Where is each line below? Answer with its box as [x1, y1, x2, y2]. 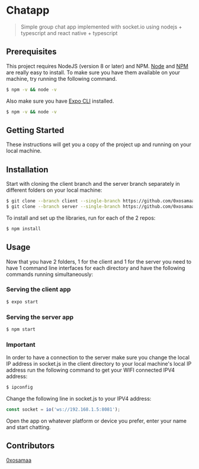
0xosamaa [6, 457, 31, 464]
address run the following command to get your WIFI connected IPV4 [6, 366, 175, 374]
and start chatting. [6, 423, 52, 430]
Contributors [6, 441, 55, 451]
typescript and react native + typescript [20, 29, 118, 36]
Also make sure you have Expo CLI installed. [6, 97, 114, 104]
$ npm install [6, 226, 41, 232]
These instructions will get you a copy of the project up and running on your [6, 141, 191, 148]
